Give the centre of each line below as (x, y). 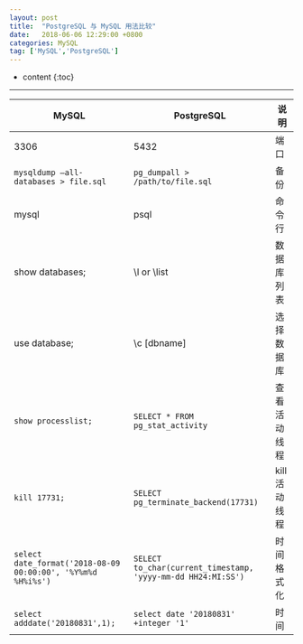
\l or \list (151, 272)
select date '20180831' (185, 614)
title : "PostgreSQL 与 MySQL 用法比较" (83, 26)
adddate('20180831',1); (65, 623)
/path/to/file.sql (173, 182)
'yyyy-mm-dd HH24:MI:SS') (189, 577)
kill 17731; (40, 498)
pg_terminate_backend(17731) (196, 503)
